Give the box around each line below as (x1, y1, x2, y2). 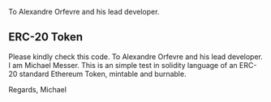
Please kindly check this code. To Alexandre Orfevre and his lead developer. (8, 52, 264, 62)
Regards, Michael (8, 84, 67, 94)
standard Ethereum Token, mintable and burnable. (19, 69, 187, 79)
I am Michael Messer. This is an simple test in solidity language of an (8, 60, 238, 70)
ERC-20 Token (8, 30, 84, 44)
